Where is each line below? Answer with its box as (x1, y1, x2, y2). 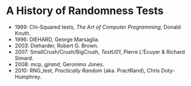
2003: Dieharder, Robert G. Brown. (14, 42, 99, 49)
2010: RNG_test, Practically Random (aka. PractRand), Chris (14, 67, 160, 74)
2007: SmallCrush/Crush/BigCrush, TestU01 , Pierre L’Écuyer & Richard (14, 48, 185, 55)
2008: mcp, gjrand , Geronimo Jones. (14, 60, 105, 68)
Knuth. (14, 29, 31, 36)
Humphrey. (14, 73, 42, 80)
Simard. (14, 54, 33, 61)
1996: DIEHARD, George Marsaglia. (14, 36, 100, 43)
